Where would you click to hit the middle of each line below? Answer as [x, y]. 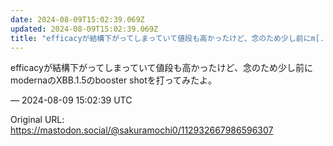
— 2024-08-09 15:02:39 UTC [71, 100]
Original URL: [37, 120]
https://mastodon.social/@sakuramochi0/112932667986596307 [142, 130]
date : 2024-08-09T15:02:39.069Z [77, 19]
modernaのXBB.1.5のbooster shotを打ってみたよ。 [114, 80]
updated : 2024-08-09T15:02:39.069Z [84, 29]
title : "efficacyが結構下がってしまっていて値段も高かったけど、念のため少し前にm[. [167, 38]
